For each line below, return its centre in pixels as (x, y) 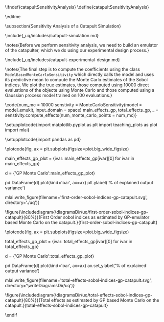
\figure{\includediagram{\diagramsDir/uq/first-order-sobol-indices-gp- (77, 212)
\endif (11, 315)
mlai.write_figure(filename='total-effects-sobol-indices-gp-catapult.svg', (79, 280)
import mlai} (17, 130)
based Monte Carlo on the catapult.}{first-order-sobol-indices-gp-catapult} (81, 222)
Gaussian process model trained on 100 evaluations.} (59, 95)
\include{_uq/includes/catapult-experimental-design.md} (62, 60)
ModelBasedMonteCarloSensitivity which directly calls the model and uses (80, 74)
